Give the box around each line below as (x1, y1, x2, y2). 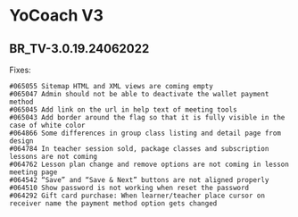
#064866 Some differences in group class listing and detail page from (9, 129, 281, 138)
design (9, 137, 34, 146)
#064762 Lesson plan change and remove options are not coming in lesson (9, 160, 290, 169)
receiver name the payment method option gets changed (9, 199, 218, 208)
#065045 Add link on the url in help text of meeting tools (9, 105, 238, 114)
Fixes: (9, 64, 31, 75)
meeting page (9, 168, 58, 177)
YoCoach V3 (9, 5, 104, 26)
